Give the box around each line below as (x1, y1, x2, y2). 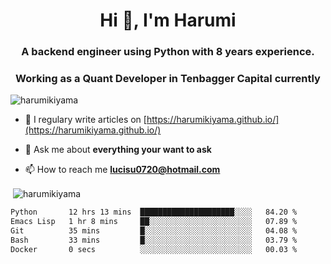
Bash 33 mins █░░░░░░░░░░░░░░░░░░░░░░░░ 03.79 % (10, 235, 298, 245)
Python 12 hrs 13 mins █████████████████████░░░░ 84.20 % (10, 207, 298, 218)
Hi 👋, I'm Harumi (99, 9, 237, 32)
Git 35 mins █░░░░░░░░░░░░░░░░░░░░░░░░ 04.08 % (10, 225, 298, 236)
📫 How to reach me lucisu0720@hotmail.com (24, 164, 221, 176)
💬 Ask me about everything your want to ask (24, 144, 212, 156)
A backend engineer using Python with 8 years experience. (21, 45, 315, 59)
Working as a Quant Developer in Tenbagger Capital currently (15, 72, 321, 86)
